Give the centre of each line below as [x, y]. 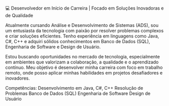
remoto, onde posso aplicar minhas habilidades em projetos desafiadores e [84, 73]
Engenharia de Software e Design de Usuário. [53, 47]
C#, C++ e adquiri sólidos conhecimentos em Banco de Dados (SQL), [78, 41]
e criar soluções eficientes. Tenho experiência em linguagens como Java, [82, 36]
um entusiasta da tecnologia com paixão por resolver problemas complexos [84, 31]
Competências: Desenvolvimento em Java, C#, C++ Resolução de [74, 88]
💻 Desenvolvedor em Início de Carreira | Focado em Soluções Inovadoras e [84, 8]
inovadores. [18, 78]
